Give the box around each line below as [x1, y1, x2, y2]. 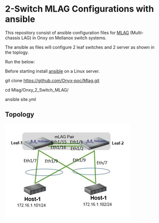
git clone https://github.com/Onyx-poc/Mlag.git [5, 78, 100, 83]
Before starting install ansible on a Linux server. [5, 68, 100, 74]
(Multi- [130, 30, 144, 35]
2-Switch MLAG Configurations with [5, 3, 154, 15]
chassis [5, 35, 20, 41]
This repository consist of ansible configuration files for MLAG [5, 30, 129, 35]
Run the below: [5, 59, 35, 64]
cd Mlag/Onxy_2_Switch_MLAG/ [5, 87, 69, 93]
